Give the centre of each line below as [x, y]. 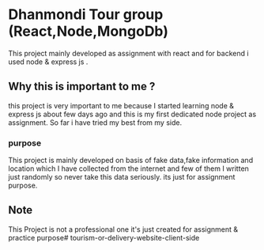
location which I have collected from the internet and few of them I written [128, 169]
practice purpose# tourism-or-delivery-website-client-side [104, 237]
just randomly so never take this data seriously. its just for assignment [122, 177]
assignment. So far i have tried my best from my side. [95, 122]
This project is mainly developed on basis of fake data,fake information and [131, 161]
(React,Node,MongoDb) [88, 31]
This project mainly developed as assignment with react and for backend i [128, 53]
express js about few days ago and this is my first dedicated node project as [132, 114]
